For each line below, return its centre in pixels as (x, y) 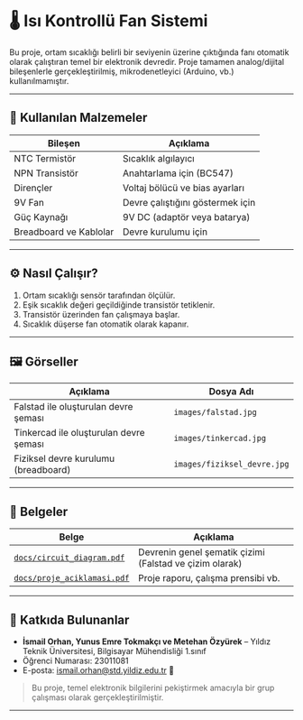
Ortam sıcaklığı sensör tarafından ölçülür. (99, 295)
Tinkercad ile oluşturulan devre (79, 433)
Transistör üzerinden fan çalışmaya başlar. (101, 314)
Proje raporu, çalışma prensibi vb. (209, 578)
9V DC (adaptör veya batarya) (187, 217)
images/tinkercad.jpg (220, 438)
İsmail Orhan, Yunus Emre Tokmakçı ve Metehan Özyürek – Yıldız (147, 642)
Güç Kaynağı (41, 217)
